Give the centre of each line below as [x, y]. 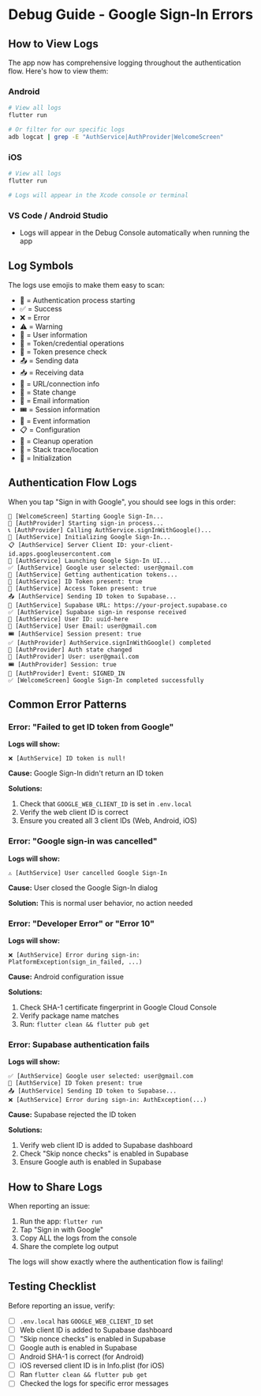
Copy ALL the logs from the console [78, 1238]
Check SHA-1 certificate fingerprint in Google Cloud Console [118, 1007]
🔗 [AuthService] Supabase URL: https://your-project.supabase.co [117, 605]
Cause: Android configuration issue [66, 976]
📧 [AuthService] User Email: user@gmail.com [82, 626]
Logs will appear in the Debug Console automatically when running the [134, 233]
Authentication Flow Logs [73, 483]
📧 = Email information [54, 400]
